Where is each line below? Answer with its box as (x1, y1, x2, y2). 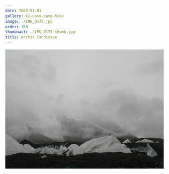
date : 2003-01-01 (5, 8, 42, 13)
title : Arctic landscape (5, 35, 57, 40)
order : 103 (5, 24, 28, 29)
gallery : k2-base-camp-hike (5, 13, 64, 19)
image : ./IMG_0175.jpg (5, 19, 53, 24)
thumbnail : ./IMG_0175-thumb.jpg (5, 29, 75, 35)
